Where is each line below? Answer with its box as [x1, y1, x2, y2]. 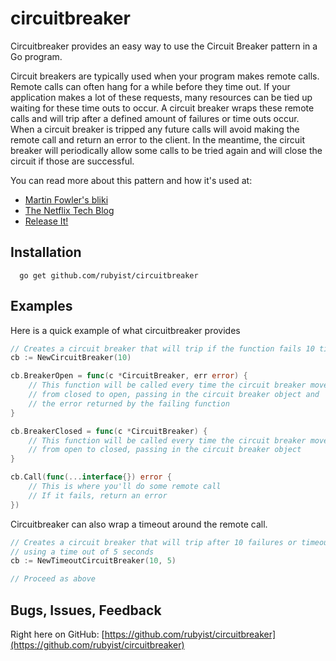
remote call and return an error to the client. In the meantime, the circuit [10, 133, 305, 146]
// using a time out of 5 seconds [10, 547, 155, 557]
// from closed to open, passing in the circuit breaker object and [28, 390, 320, 400]
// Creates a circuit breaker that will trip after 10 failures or [10, 537, 298, 547]
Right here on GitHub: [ [10, 628, 105, 640]
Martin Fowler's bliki [24, 193, 109, 206]
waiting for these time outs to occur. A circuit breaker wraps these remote [10, 102, 315, 114]
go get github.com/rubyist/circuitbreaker [19, 270, 199, 281]
